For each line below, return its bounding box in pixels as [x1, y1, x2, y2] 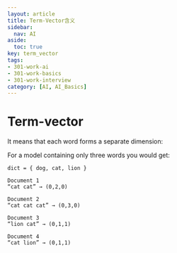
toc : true [13, 43, 42, 50]
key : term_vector [7, 50, 59, 58]
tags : [7, 57, 23, 64]
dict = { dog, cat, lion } [7, 165, 87, 172]
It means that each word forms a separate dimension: [7, 137, 164, 146]
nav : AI [13, 30, 37, 38]
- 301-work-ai [7, 63, 50, 70]
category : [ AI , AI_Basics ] [7, 83, 87, 90]
